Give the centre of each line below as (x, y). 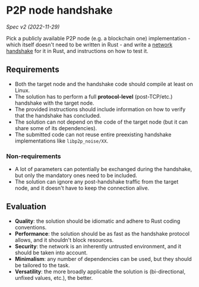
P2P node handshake (59, 10)
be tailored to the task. (42, 265)
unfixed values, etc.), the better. (54, 277)
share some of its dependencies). (56, 128)
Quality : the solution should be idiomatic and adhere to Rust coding (97, 221)
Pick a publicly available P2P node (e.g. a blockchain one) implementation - (98, 38)
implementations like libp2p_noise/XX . (61, 141)
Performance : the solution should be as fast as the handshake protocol (102, 234)
